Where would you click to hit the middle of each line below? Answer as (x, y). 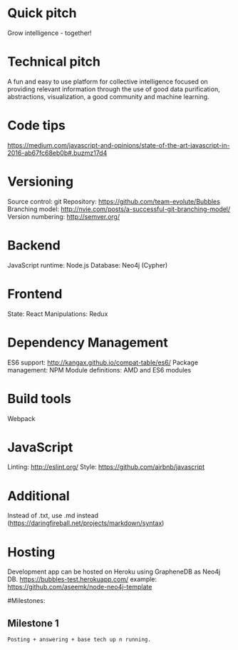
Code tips (37, 126)
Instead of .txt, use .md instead (53, 516)
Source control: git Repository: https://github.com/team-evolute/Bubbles (114, 201)
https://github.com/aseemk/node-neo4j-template (80, 587)
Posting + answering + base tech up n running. (79, 640)
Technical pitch (54, 62)
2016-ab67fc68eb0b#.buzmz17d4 (57, 153)
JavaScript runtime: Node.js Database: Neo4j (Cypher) (88, 265)
